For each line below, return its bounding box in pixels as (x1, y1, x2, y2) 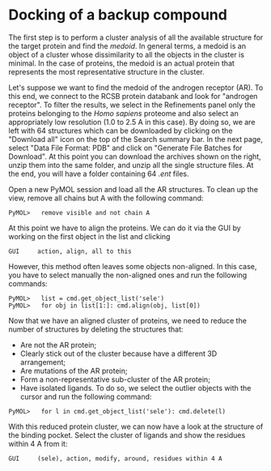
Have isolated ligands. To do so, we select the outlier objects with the (19, 383, 252, 392)
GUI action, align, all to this (8, 247, 132, 255)
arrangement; (19, 357, 66, 366)
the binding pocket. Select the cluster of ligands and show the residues (8, 430, 246, 439)
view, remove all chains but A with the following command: (8, 193, 204, 203)
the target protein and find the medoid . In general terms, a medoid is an (8, 41, 247, 50)
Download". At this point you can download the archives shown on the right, (8, 152, 261, 161)
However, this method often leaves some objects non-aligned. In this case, (8, 261, 257, 271)
